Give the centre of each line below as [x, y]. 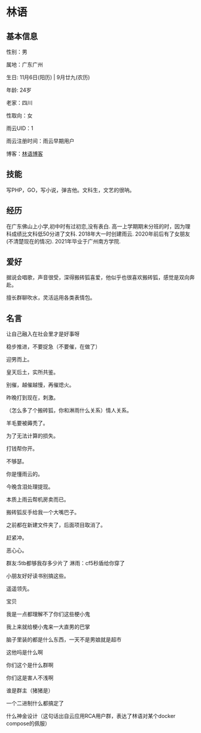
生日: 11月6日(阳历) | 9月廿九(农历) [48, 77]
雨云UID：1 [20, 128]
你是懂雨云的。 [25, 474]
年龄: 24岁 [19, 90]
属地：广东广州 [25, 64]
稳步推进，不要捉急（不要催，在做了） [53, 347]
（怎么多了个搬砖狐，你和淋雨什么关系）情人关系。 [69, 411]
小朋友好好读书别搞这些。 [38, 576]
